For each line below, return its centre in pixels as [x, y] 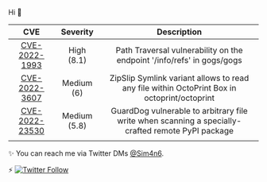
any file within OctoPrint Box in [179, 88]
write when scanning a [159, 121]
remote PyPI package [194, 131]
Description [179, 32]
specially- [222, 121]
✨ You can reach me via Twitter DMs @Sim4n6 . [86, 153]
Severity [77, 32]
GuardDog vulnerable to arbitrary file [179, 111]
